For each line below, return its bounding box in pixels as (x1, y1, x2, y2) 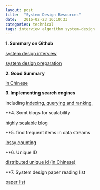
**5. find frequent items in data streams (5, 130, 91, 136)
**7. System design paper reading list (5, 169, 86, 175)
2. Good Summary (5, 70, 45, 77)
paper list (5, 179, 26, 185)
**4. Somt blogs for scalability (5, 110, 70, 116)
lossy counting (5, 139, 37, 146)
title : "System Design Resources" (5, 12, 82, 17)
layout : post (5, 7, 33, 13)
